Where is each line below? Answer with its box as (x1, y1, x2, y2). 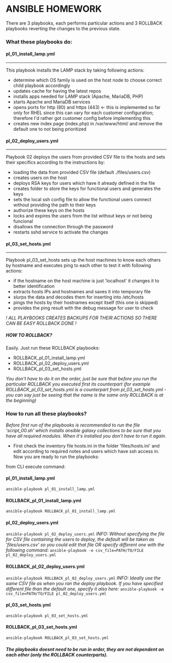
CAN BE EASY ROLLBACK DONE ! (6, 320, 77, 327)
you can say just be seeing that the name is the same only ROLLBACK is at (6, 392, 164, 398)
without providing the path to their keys (13, 202, 96, 208)
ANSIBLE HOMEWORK (6, 3, 102, 15)
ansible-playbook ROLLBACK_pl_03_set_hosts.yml (6, 635, 109, 640)
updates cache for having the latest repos (13, 88, 102, 94)
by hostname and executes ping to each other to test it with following (6, 262, 151, 269)
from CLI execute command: (6, 463, 66, 469)
